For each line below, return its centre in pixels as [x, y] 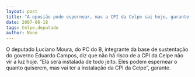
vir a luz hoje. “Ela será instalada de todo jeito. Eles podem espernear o [92, 62]
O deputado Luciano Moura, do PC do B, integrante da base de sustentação [97, 49]
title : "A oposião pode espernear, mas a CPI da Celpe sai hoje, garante [98, 17]
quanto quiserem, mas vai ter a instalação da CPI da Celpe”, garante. [88, 68]
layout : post [22, 11]
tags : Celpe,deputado [32, 27]
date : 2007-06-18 [27, 22]
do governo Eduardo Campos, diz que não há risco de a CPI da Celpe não [95, 56]
